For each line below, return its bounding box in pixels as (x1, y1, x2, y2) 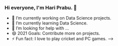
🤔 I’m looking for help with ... (11, 25, 69, 31)
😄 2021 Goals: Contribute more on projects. (11, 31, 100, 36)
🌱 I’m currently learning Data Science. (11, 20, 88, 26)
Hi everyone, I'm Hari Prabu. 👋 (4, 4, 77, 11)
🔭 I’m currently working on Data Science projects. (11, 15, 112, 21)
